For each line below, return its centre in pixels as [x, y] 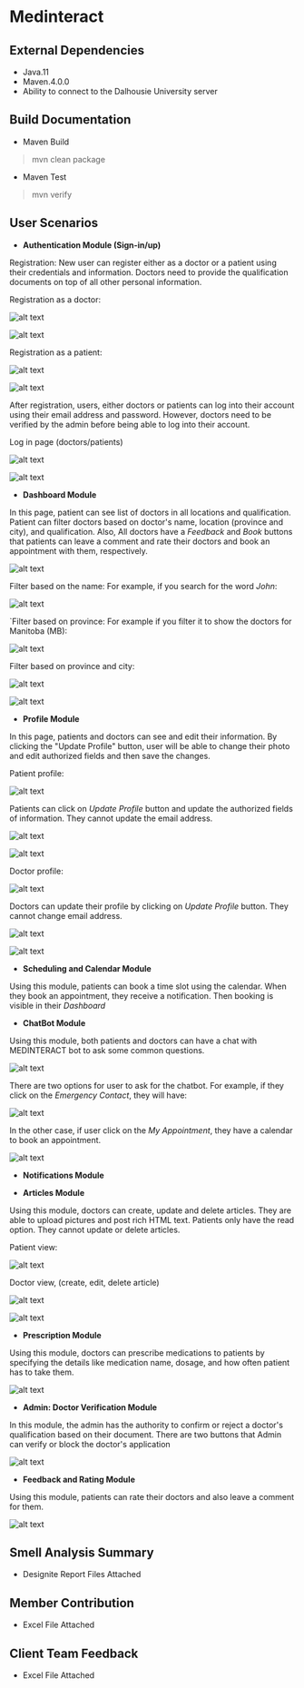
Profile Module [51, 718]
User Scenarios [54, 223]
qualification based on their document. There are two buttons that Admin [146, 1434]
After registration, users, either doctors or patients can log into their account [152, 405]
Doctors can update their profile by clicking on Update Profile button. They [149, 906]
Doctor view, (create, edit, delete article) [85, 1282]
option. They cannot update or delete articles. [95, 1229]
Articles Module [53, 1192]
